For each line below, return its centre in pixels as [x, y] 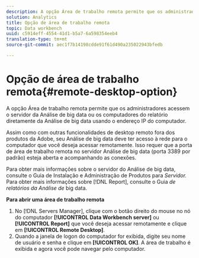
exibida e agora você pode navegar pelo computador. [80, 249]
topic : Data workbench [34, 28]
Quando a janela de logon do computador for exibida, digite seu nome [100, 236]
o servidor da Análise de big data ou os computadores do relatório [87, 114]
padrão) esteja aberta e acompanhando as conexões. [71, 157]
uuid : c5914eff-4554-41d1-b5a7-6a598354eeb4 [62, 34]
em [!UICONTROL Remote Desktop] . [60, 230]
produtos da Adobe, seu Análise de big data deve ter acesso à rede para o [97, 138]
